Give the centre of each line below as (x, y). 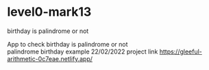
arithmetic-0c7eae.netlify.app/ (50, 58)
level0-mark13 (49, 12)
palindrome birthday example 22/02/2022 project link (83, 51)
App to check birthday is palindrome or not (67, 44)
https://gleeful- (181, 51)
